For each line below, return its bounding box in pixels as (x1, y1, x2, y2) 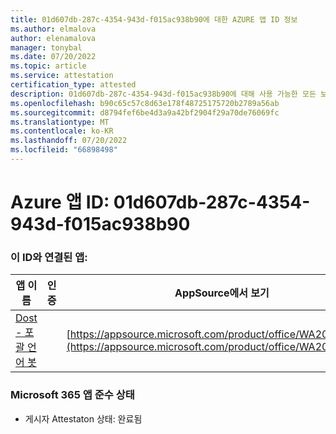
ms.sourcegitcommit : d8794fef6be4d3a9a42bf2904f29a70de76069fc (10, 107, 280, 118)
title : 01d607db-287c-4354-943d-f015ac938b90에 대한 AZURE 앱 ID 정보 (10, 14, 298, 25)
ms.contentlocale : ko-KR (10, 126, 114, 136)
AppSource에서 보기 (174, 286, 270, 300)
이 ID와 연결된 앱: (10, 250, 88, 264)
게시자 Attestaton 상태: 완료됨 (24, 412, 143, 425)
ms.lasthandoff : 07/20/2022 (10, 136, 128, 146)
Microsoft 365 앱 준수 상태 (10, 388, 135, 402)
